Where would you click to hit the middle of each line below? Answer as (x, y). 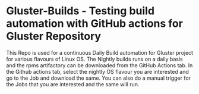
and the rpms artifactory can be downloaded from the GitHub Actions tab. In (99, 65)
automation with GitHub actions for (94, 23)
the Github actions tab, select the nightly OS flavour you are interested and (97, 71)
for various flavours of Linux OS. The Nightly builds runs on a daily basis (94, 59)
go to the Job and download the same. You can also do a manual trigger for (99, 78)
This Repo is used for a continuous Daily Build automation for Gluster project (100, 52)
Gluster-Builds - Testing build (80, 11)
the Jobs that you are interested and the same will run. (73, 84)
